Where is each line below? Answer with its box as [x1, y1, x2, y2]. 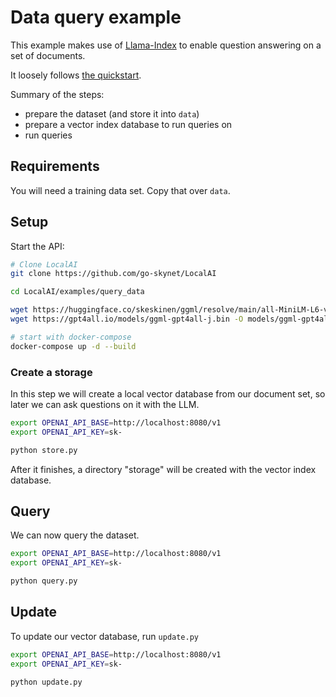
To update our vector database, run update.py [10, 630, 200, 642]
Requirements [10, 158, 100, 175]
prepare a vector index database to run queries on [24, 118, 233, 130]
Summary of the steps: [10, 88, 105, 100]
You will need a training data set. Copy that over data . [10, 184, 231, 196]
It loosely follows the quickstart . [10, 69, 142, 81]
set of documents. [10, 49, 86, 61]
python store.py [10, 445, 78, 455]
